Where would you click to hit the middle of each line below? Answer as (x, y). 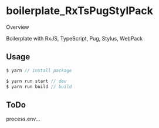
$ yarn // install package (39, 70)
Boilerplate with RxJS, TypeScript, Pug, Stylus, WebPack (75, 38)
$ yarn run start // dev (36, 81)
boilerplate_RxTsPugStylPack (80, 11)
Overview (18, 27)
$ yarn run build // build (39, 86)
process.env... (23, 119)
